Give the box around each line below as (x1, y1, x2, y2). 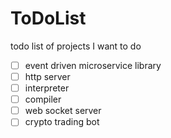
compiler (24, 93, 62, 106)
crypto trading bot (24, 116, 100, 128)
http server (24, 71, 71, 82)
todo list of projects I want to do (10, 40, 142, 52)
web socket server (24, 105, 102, 117)
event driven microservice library (24, 59, 162, 71)
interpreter (24, 82, 70, 94)
